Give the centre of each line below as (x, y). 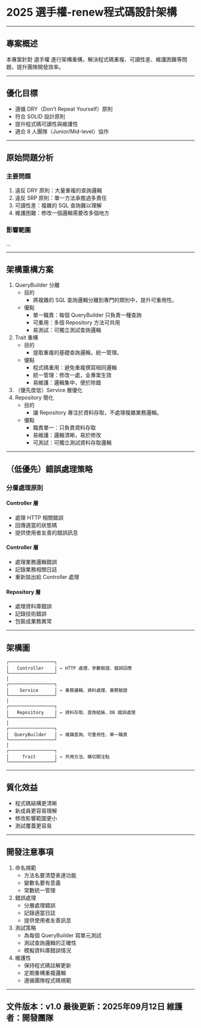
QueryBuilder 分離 (37, 285)
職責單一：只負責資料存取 (64, 428)
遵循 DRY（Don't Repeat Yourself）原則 (64, 109)
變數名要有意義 (42, 883)
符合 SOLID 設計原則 (40, 116)
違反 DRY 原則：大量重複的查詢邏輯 (58, 190)
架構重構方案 (30, 269)
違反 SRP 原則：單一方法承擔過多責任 (61, 198)
